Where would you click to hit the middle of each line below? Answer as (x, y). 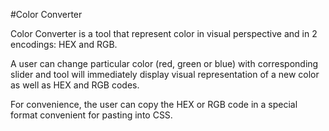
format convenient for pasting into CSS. (91, 115)
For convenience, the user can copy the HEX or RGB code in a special (154, 104)
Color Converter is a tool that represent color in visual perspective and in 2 (164, 33)
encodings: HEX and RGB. (64, 44)
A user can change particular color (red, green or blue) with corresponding (164, 63)
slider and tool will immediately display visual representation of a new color (165, 74)
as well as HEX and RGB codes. (75, 85)
